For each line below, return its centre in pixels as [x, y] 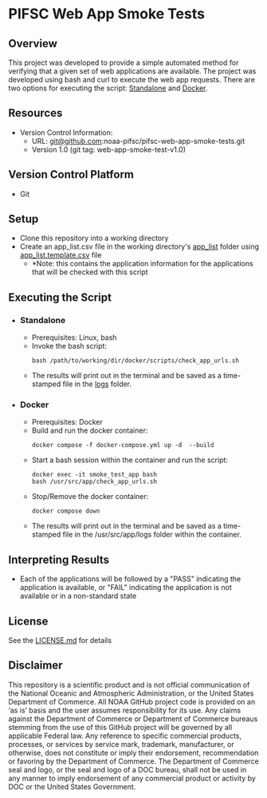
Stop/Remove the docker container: [90, 497]
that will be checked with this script [90, 272]
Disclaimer [35, 666]
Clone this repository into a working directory [94, 238]
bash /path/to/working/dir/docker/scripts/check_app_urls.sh [135, 361]
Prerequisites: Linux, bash [74, 337]
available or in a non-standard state [78, 596]
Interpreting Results [59, 559]
